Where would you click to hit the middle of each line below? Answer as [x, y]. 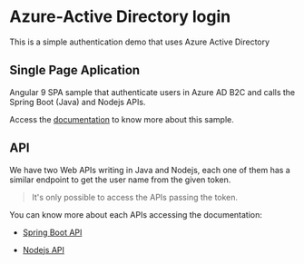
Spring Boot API [52, 232]
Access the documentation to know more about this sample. [122, 119]
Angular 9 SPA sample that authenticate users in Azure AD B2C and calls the [152, 92]
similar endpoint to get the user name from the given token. [120, 180]
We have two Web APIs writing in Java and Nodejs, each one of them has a [150, 170]
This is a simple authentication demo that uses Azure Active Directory [140, 42]
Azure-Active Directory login [120, 17]
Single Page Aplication [75, 70]
